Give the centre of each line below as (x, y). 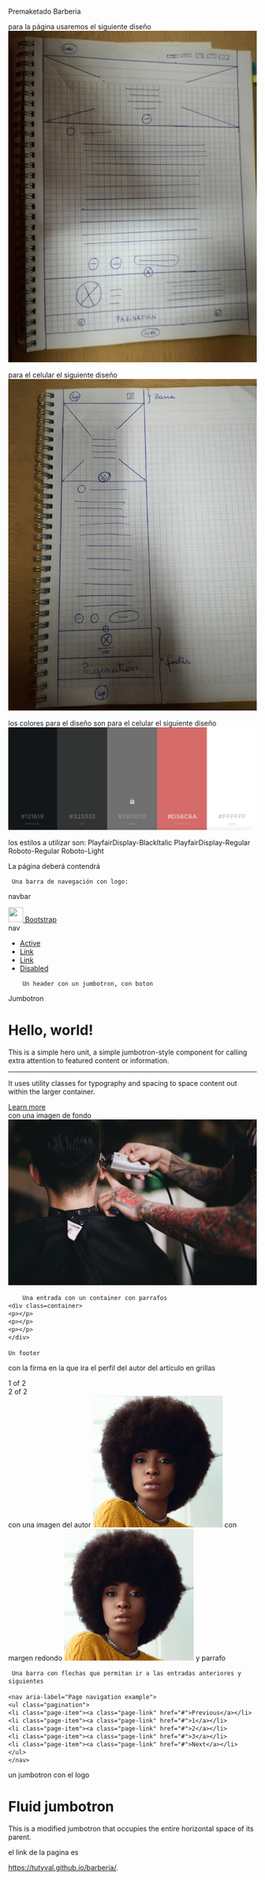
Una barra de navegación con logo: (70, 882)
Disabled (34, 968)
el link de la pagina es (43, 1852)
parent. (20, 1837)
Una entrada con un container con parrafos (95, 1298)
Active (30, 943)
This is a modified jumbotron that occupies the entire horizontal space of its (131, 1828)
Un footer (24, 1353)
